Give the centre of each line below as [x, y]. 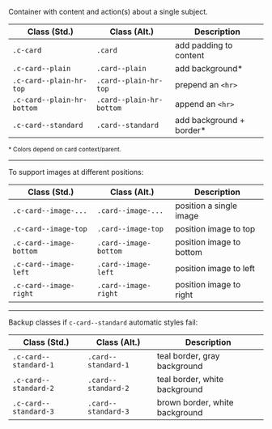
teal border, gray [188, 356]
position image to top [215, 229]
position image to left [215, 268]
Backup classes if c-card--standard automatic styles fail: [103, 322]
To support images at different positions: [76, 172]
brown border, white [195, 402]
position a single [206, 206]
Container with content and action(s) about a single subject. [108, 12]
